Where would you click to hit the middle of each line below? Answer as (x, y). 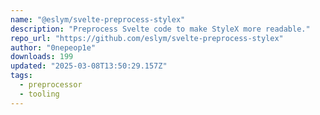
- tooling (39, 94)
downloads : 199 (42, 57)
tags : (21, 76)
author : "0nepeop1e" (53, 47)
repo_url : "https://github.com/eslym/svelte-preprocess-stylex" (147, 38)
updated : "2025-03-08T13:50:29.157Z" (89, 66)
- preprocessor (51, 85)
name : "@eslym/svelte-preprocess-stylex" (98, 19)
